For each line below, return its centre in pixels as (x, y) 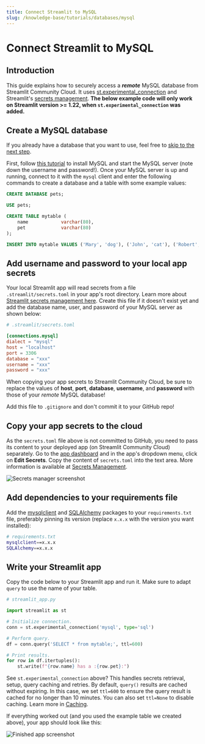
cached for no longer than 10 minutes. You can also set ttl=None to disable (100, 697)
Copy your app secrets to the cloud (74, 426)
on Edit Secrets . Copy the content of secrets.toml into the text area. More (100, 460)
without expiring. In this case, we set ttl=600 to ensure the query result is (99, 691)
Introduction (31, 71)
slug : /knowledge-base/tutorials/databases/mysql (71, 18)
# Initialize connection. (39, 622)
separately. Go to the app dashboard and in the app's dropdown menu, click (102, 454)
